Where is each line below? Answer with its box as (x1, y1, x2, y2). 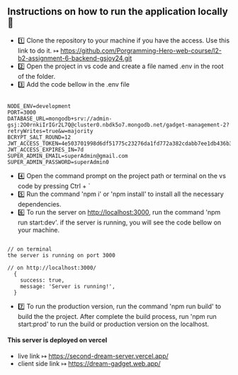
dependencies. (17, 200, 62, 208)
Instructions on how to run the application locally (7, 6, 228, 18)
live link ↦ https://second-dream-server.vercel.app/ (17, 352, 169, 361)
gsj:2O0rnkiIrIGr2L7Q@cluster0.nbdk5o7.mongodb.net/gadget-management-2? (7, 121, 230, 129)
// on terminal (7, 245, 52, 253)
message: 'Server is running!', (20, 283, 115, 290)
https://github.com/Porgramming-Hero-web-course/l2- (59, 46, 222, 55)
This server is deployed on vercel (7, 336, 108, 344)
